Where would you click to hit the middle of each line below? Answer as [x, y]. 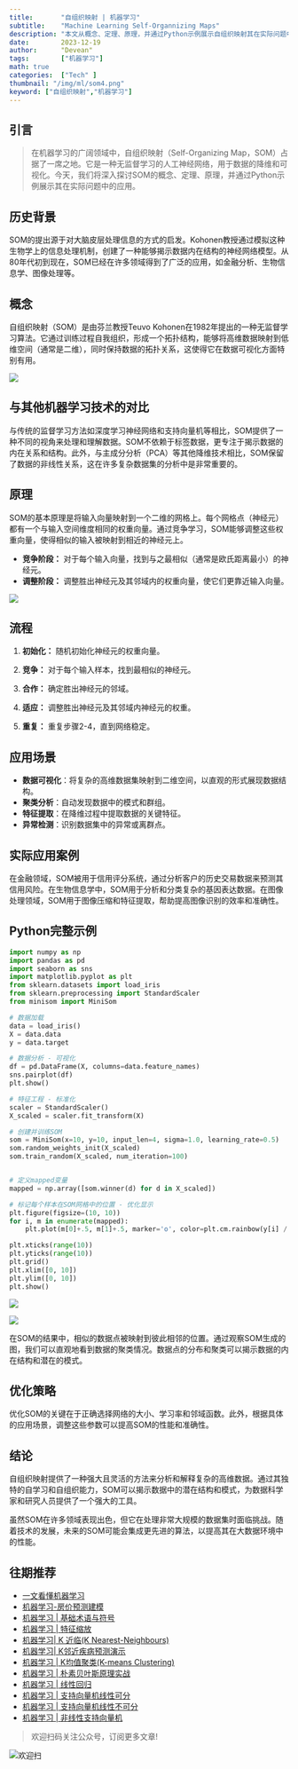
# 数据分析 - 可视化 [43, 1058]
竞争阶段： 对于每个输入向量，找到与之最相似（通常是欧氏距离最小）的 [151, 558]
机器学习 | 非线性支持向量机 [72, 1718]
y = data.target [39, 1042]
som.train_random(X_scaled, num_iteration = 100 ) [99, 1157]
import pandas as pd [47, 960]
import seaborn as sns [51, 968]
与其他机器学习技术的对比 [79, 408]
